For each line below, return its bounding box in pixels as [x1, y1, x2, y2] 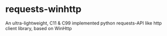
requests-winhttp [5, 3, 82, 15]
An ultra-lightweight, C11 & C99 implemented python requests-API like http [5, 20, 162, 26]
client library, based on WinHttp [5, 25, 72, 31]
